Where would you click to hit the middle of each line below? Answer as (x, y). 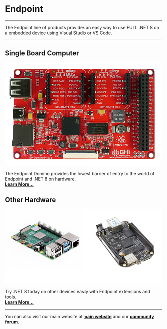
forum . (12, 322)
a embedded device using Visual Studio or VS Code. (59, 33)
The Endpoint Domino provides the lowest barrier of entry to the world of (80, 173)
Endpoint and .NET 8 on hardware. (41, 179)
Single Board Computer (42, 53)
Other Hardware (31, 200)
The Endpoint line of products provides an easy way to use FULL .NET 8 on (82, 27)
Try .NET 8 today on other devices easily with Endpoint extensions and (78, 292)
